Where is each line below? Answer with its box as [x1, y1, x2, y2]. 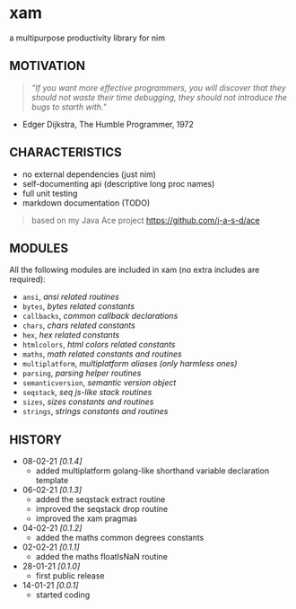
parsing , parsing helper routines [22, 367, 142, 379]
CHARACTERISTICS [9, 145, 123, 160]
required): [9, 274, 47, 285]
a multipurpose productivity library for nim [9, 32, 166, 43]
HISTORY [9, 432, 63, 447]
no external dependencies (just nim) [22, 169, 157, 180]
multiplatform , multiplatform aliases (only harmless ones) [22, 358, 238, 369]
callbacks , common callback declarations [22, 311, 178, 322]
